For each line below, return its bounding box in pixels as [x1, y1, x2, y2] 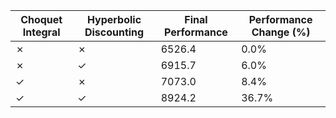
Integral [22, 25, 61, 39]
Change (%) [251, 25, 311, 39]
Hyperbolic [86, 13, 142, 26]
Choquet [20, 13, 63, 26]
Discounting [84, 25, 145, 39]
